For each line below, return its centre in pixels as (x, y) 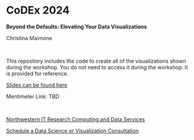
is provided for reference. (37, 73)
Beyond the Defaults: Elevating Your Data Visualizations (77, 27)
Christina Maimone (29, 38)
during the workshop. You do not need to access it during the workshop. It (97, 67)
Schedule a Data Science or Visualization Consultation (73, 131)
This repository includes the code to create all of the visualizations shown (96, 61)
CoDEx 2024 (38, 10)
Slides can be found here (37, 85)
